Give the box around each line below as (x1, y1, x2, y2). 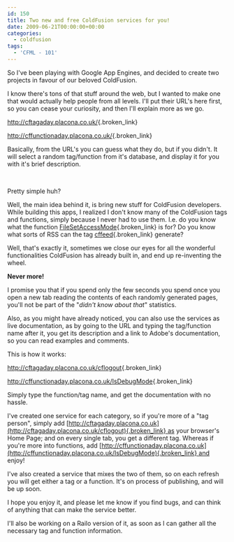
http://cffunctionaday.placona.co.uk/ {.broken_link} (7, 131, 152, 140)
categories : (7, 29, 42, 37)
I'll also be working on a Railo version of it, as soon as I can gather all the (7, 519, 217, 527)
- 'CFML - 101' (13, 50, 58, 57)
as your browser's (167, 426, 220, 434)
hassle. (7, 398, 28, 406)
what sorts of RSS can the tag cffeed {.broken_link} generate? (7, 230, 184, 238)
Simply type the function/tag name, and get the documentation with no (7, 390, 211, 399)
